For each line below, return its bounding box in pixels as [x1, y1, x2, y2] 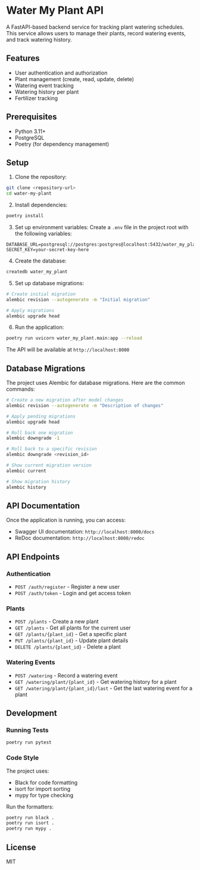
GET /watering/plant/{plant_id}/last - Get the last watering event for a [14, 684, 193, 692]
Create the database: [14, 257, 67, 264]
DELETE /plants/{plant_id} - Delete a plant [14, 643, 121, 650]
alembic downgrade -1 [6, 435, 60, 442]
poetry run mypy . [6, 826, 52, 832]
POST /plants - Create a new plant [14, 618, 99, 625]
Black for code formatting [14, 779, 78, 786]
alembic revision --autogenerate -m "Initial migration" [6, 297, 151, 303]
